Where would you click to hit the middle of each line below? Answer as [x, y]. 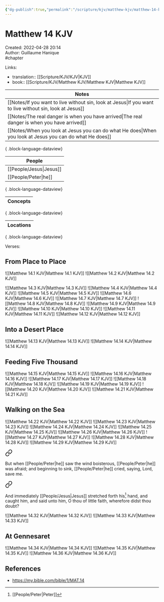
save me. [14, 474]
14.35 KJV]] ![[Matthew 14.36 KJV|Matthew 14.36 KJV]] [61, 553]
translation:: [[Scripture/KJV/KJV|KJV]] [51, 77]
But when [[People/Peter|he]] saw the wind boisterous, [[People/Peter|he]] [80, 463]
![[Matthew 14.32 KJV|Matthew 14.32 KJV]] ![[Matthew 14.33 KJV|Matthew [80, 516]
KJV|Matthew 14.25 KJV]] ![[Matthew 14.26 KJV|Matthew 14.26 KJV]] [75, 432]
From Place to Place [36, 262]
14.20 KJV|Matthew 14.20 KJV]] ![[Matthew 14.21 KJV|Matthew [90, 389]
